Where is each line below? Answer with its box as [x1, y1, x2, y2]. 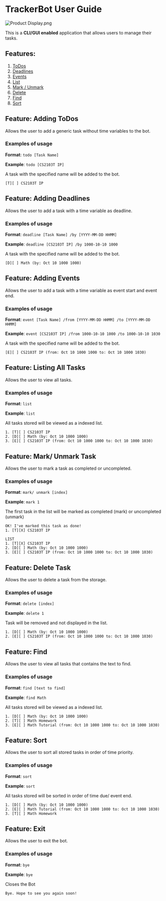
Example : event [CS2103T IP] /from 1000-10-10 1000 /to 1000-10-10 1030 [5, 331, 160, 337]
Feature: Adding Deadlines [5, 194, 90, 203]
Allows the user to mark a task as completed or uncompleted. [5, 465, 131, 471]
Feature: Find [5, 647, 47, 656]
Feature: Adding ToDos [5, 115, 78, 123]
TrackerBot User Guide [5, 4, 102, 15]
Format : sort [5, 773, 32, 779]
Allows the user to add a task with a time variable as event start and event [5, 287, 157, 293]
